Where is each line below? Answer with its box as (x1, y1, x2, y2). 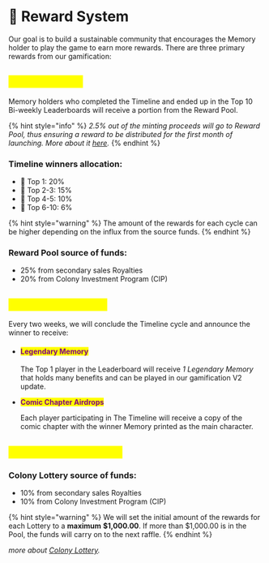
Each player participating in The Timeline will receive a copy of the (19, 413, 243, 423)
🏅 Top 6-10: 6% (19, 203, 73, 213)
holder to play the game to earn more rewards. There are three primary (8, 42, 246, 52)
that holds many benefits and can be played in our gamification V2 (19, 373, 242, 383)
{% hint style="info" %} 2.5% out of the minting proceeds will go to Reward (8, 121, 261, 131)
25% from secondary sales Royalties (19, 265, 143, 275)
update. (19, 381, 46, 392)
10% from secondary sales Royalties (19, 488, 142, 498)
